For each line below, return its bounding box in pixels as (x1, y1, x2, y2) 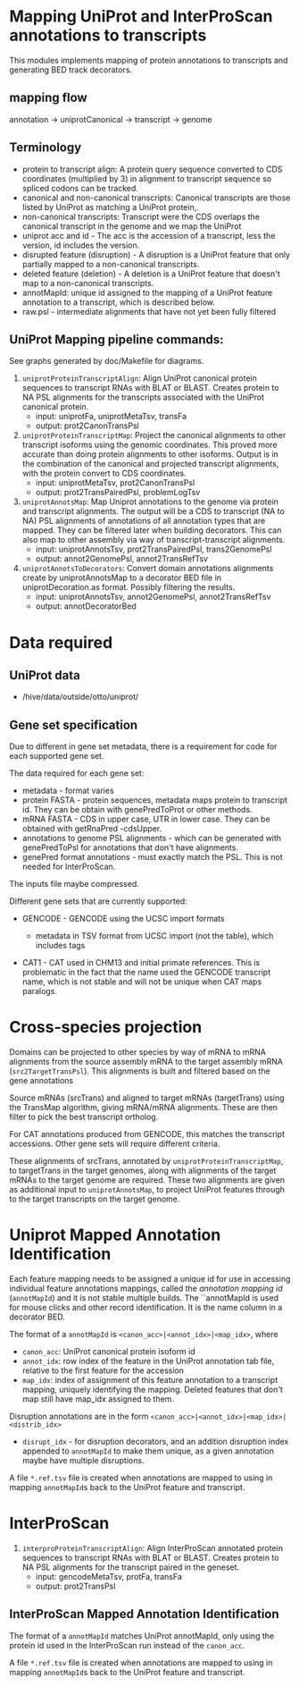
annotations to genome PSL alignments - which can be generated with (21, 833, 282, 844)
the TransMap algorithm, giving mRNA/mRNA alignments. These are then (9, 1102, 278, 1113)
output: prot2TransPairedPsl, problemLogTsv (35, 487, 201, 498)
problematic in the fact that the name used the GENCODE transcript (21, 967, 270, 978)
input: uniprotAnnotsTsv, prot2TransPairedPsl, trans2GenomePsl (35, 544, 272, 555)
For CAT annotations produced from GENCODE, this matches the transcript (9, 1129, 286, 1140)
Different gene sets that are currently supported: (9, 896, 187, 906)
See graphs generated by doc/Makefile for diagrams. (9, 356, 204, 367)
